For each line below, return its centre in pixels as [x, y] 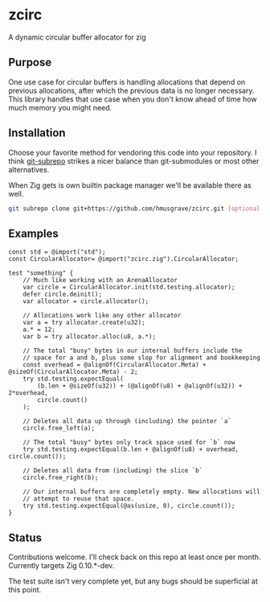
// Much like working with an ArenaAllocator [100, 280]
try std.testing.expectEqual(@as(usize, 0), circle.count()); [129, 506]
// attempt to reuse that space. [79, 499]
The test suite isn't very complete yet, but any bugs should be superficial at [133, 581]
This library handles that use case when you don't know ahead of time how [133, 99]
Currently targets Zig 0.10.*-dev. [61, 566]
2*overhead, [28, 393]
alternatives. [29, 169]
